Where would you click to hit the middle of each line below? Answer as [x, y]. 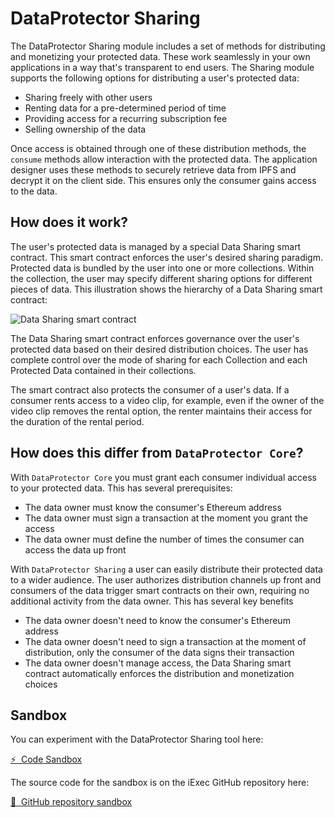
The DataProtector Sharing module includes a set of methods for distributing [168, 46]
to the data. [34, 191]
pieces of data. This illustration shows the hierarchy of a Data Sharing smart [166, 289]
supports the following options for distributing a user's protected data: [155, 78]
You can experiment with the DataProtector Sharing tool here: [137, 739]
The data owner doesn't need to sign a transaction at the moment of [165, 641]
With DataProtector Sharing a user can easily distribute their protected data [166, 569]
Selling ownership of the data [85, 129]
